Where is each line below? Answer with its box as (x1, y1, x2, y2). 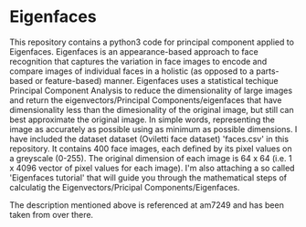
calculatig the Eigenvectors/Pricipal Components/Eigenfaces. (9, 181, 240, 192)
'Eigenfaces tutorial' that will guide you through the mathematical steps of (9, 171, 288, 183)
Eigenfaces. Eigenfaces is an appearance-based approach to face (9, 46, 259, 57)
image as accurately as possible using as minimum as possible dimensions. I (9, 123, 298, 134)
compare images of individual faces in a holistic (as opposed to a (9, 66, 254, 77)
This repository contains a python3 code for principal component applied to (9, 36, 295, 47)
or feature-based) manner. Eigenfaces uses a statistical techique (35, 75, 279, 86)
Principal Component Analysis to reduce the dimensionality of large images (9, 85, 293, 96)
